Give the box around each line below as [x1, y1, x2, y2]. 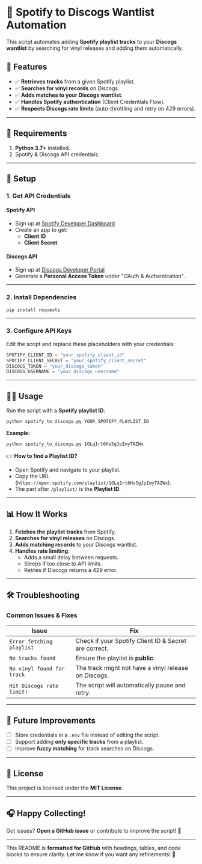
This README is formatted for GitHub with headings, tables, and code [6, 844, 182, 851]
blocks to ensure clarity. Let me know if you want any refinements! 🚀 [6, 850, 176, 858]
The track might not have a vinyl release [75, 664, 188, 672]
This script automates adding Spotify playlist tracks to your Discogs [6, 38, 177, 45]
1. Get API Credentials [6, 192, 71, 200]
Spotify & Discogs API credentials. [14, 150, 100, 158]
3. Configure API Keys [6, 327, 72, 335]
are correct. [75, 644, 109, 653]
